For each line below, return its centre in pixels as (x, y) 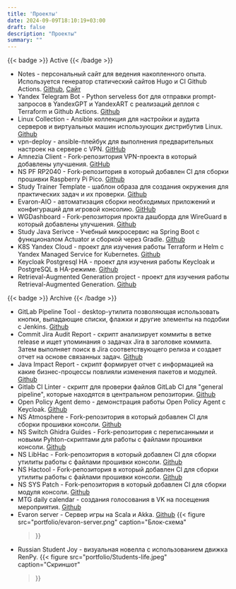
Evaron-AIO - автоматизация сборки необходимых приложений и (116, 202)
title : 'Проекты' (33, 14)
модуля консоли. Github (54, 492)
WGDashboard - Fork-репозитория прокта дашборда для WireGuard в (122, 217)
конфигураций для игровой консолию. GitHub (87, 209)
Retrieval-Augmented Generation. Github (77, 284)
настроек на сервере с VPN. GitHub (71, 149)
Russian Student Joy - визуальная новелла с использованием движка (123, 549)
